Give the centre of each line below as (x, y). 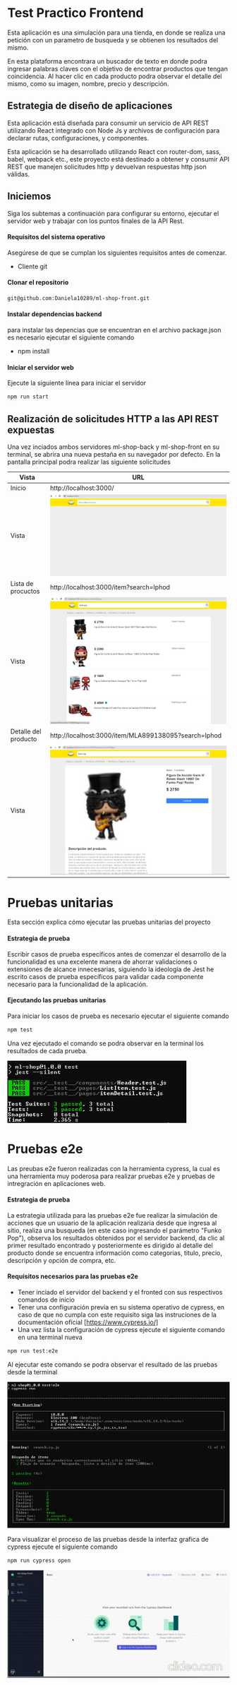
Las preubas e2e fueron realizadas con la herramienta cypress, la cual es (114, 1168)
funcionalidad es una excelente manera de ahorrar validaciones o (102, 961)
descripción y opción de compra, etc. (62, 1260)
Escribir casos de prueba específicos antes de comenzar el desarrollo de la (117, 954)
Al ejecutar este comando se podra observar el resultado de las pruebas (113, 1365)
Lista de (22, 583)
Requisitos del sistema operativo (56, 237)
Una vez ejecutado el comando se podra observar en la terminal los (106, 1043)
